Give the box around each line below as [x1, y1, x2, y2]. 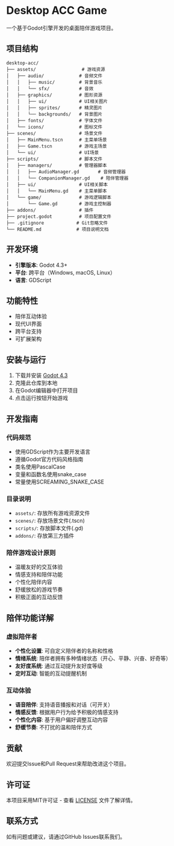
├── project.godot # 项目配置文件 [6, 213, 111, 220]
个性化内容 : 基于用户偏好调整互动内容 [14, 716, 108, 723]
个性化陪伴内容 [14, 579, 52, 586]
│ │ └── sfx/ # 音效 [6, 86, 94, 92]
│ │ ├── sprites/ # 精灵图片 [6, 105, 103, 111]
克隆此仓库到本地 [14, 379, 58, 387]
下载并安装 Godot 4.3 [14, 372, 68, 379]
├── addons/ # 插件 [6, 207, 94, 213]
